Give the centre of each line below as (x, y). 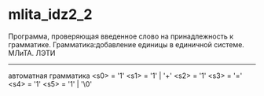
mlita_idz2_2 (50, 15)
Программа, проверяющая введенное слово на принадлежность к (121, 36)
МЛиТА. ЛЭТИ (32, 53)
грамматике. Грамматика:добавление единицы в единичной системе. (126, 44)
